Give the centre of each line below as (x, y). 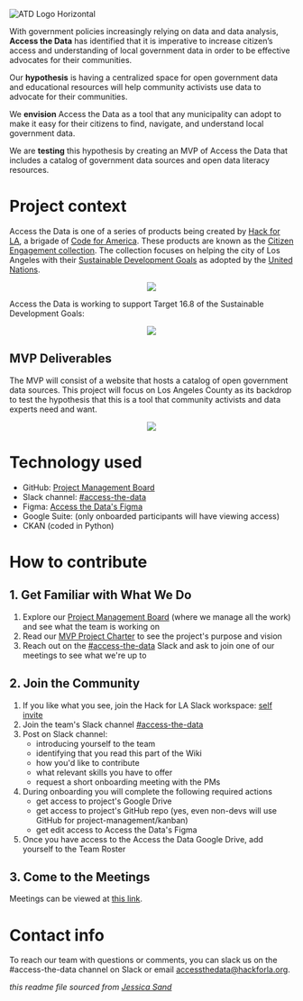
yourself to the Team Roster (74, 849)
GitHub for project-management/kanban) (112, 820)
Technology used (76, 462)
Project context (68, 206)
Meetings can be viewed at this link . (76, 899)
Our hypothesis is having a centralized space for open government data (143, 77)
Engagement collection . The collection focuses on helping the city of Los (145, 250)
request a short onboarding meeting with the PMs (128, 782)
